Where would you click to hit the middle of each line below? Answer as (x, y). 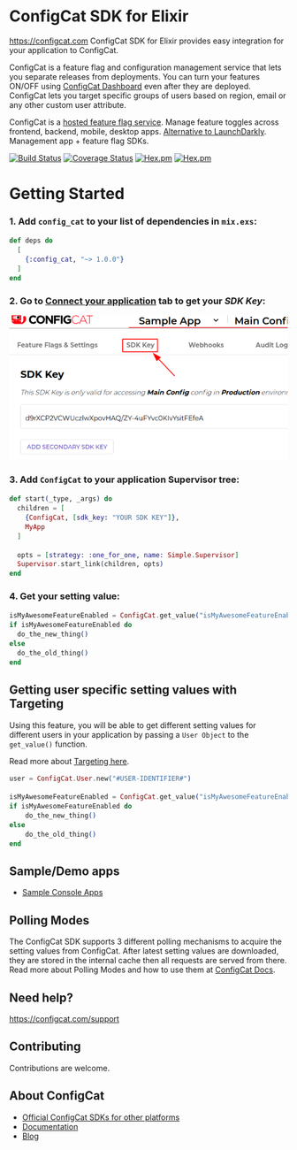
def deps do (31, 241)
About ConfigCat (57, 1096)
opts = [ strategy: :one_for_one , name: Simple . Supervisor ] (128, 555)
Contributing (45, 1047)
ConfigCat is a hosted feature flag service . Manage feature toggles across (144, 122)
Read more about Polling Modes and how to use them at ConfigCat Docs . (142, 970)
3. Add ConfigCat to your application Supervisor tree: (125, 479)
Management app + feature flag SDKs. (79, 141)
